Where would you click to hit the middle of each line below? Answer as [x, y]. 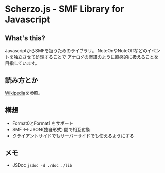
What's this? [25, 38]
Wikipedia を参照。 [24, 93]
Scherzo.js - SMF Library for [65, 9]
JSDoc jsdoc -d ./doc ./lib [42, 165]
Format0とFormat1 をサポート [43, 123]
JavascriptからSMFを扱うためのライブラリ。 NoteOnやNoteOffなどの [76, 50]
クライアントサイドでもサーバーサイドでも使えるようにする [73, 136]
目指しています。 [22, 63]
